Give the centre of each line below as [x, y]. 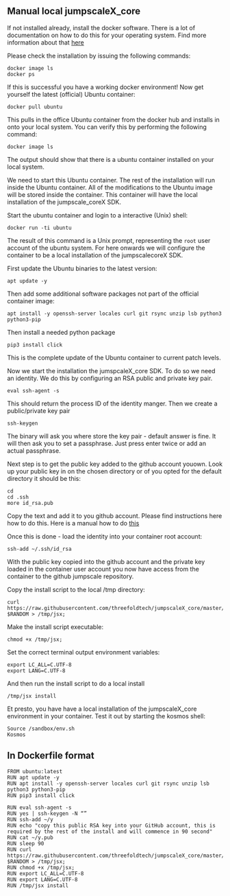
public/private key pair [39, 410]
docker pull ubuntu [35, 107]
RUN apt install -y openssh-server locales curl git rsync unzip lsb [108, 783]
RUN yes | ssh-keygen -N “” [47, 813]
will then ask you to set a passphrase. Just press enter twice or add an [107, 443]
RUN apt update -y [33, 777]
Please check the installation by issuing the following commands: [99, 56]
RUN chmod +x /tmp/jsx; [41, 867]
